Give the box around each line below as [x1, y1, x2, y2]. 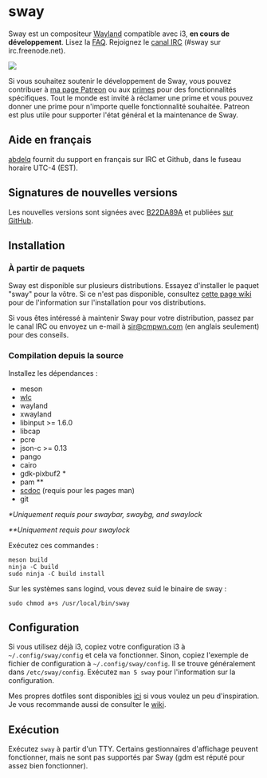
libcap [19, 426, 41, 436]
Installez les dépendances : [8, 368, 98, 377]
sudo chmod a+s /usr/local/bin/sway [8, 599, 130, 607]
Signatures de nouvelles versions [8, 186, 178, 199]
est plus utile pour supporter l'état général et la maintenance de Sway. [8, 110, 239, 120]
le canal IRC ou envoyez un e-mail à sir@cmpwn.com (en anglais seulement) [8, 322, 260, 331]
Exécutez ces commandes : [8, 540, 99, 550]
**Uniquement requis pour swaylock [8, 525, 130, 535]
